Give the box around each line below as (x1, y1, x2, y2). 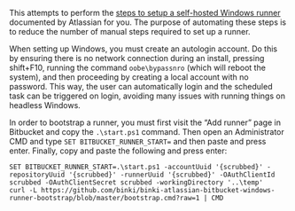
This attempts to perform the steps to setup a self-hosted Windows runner (9, 8, 281, 18)
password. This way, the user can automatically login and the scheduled (9, 82, 273, 91)
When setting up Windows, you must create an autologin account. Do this (9, 43, 277, 54)
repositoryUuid (9, 170, 66, 179)
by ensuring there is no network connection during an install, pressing (9, 53, 265, 63)
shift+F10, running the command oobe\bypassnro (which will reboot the (9, 62, 266, 73)
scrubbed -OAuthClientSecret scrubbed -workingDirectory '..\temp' (9, 178, 264, 187)
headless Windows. (9, 100, 82, 110)
